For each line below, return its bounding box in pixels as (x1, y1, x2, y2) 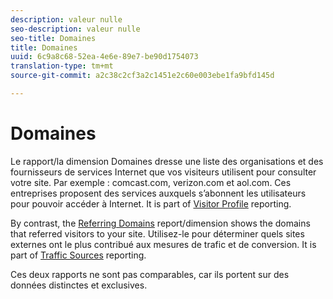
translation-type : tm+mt (10, 61, 114, 71)
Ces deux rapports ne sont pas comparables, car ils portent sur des (10, 268, 290, 280)
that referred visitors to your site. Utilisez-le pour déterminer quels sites (10, 227, 305, 240)
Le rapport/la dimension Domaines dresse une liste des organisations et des (10, 155, 324, 167)
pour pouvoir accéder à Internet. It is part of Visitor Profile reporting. (10, 197, 292, 210)
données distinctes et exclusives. (10, 279, 148, 291)
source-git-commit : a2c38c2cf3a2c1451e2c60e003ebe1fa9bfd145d (10, 71, 275, 81)
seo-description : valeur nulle (10, 24, 141, 34)
